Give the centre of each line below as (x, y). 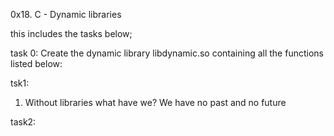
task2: (23, 122)
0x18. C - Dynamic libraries (66, 14)
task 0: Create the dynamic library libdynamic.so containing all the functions (167, 53)
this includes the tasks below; (71, 33)
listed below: (36, 63)
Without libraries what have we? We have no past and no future (155, 102)
